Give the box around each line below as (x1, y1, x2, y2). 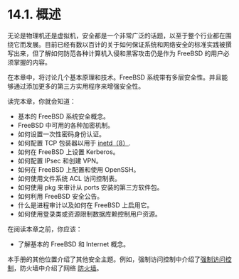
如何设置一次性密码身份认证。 (17, 129, 105, 138)
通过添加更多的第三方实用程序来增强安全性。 (13, 82, 144, 90)
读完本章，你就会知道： (7, 97, 76, 105)
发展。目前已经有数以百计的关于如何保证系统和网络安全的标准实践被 (26, 40, 225, 48)
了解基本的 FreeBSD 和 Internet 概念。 (17, 239, 130, 248)
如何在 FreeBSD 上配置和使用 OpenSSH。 (17, 165, 140, 174)
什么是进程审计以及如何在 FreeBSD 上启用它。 (17, 200, 154, 209)
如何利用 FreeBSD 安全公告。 (17, 192, 104, 200)
